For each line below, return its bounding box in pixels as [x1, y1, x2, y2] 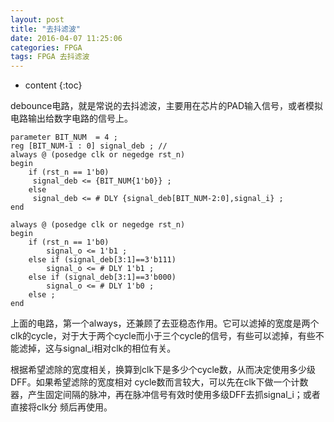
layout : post [10, 14, 65, 25]
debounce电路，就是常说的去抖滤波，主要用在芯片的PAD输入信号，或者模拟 [10, 100, 324, 112]
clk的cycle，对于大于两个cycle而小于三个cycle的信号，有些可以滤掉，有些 [10, 330, 316, 342]
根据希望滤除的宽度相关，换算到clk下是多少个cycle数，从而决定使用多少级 [10, 364, 316, 376]
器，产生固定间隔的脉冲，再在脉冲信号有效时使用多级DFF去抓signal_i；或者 [10, 389, 321, 401]
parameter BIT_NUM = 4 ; [10, 132, 118, 143]
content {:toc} [24, 79, 83, 91]
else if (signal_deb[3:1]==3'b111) [28, 255, 177, 265]
